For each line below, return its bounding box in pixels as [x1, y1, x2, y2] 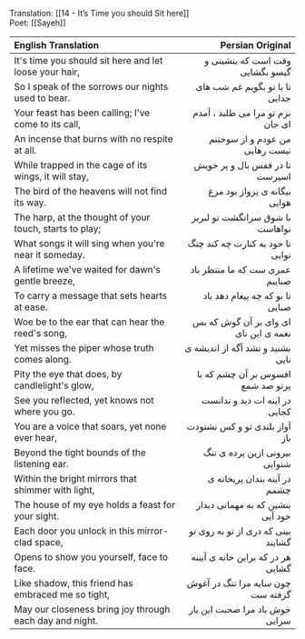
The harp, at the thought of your [14, 211, 151, 224]
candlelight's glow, [14, 379, 94, 392]
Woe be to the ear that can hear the [14, 315, 165, 328]
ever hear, [14, 432, 57, 444]
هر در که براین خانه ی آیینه [191, 551, 291, 563]
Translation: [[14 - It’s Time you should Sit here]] [9, 8, 190, 18]
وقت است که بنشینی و [203, 55, 291, 66]
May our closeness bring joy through [14, 604, 171, 615]
